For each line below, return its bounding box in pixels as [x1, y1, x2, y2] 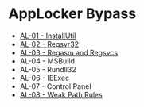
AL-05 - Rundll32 [19, 64, 77, 74]
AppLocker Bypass [8, 5, 137, 23]
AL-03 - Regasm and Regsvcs [19, 48, 118, 57]
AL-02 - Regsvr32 [19, 39, 80, 48]
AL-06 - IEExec [19, 73, 70, 82]
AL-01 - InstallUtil [19, 31, 76, 40]
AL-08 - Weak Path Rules [19, 90, 103, 99]
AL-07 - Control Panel [19, 81, 91, 91]
